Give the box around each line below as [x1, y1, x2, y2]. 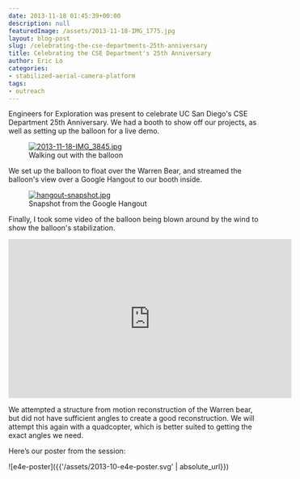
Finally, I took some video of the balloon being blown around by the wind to [8, 215, 259, 225]
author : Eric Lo [8, 57, 63, 65]
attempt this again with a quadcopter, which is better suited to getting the [8, 422, 252, 432]
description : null [8, 19, 70, 27]
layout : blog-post [8, 34, 70, 43]
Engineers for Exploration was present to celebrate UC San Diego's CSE [8, 109, 248, 119]
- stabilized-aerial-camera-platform [8, 72, 136, 80]
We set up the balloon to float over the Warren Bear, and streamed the [8, 166, 242, 176]
